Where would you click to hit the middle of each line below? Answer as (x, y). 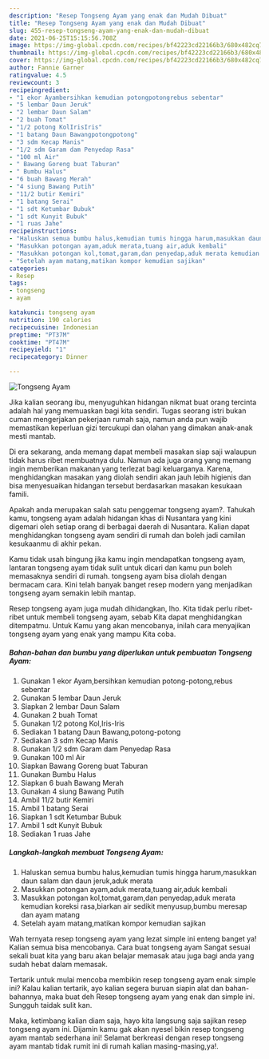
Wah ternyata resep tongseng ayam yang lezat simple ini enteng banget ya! (133, 938)
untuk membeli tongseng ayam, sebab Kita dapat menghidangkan (134, 617)
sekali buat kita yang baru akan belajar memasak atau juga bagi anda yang (132, 955)
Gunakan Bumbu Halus (58, 774)
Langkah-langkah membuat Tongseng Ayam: (87, 852)
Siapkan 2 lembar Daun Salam (70, 706)
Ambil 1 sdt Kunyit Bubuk (61, 825)
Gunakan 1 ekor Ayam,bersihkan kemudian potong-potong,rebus (127, 681)
